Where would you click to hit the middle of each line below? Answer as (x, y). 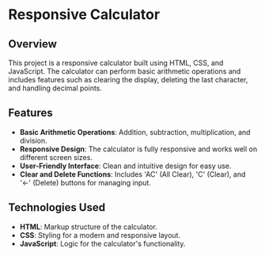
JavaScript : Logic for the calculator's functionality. (102, 243)
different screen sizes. (56, 157)
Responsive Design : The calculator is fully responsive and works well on (138, 149)
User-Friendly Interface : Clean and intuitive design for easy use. (125, 166)
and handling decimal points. (55, 88)
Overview (33, 44)
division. (33, 140)
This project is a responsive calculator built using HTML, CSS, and (116, 63)
